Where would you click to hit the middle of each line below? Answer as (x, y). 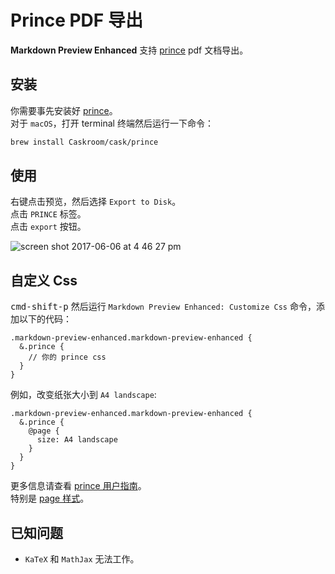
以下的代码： (45, 319)
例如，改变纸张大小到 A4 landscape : (83, 395)
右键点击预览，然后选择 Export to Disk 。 (96, 202)
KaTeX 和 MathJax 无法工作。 (82, 559)
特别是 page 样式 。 (50, 498)
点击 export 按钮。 (48, 227)
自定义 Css (44, 280)
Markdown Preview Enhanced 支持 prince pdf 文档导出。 (129, 50)
